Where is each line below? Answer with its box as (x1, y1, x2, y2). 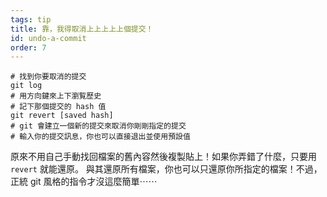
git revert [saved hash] (10, 111, 114, 121)
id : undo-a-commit (10, 33, 87, 43)
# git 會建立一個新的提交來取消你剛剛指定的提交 (10, 121, 187, 131)
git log (10, 81, 43, 91)
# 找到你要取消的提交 (10, 72, 87, 82)
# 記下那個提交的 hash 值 (10, 102, 107, 112)
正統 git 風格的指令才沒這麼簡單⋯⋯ (10, 176, 158, 188)
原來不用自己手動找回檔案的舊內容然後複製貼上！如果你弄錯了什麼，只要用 (10, 151, 317, 163)
